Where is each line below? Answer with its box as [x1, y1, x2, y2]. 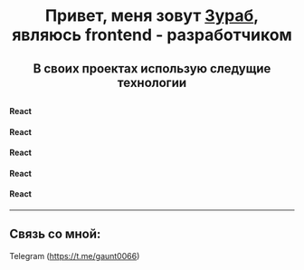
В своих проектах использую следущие [33, 61, 271, 76]
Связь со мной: [9, 227, 101, 242]
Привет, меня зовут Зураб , [44, 5, 260, 26]
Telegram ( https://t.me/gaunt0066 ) [9, 250, 140, 261]
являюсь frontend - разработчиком [12, 24, 292, 45]
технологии [117, 74, 187, 91]
